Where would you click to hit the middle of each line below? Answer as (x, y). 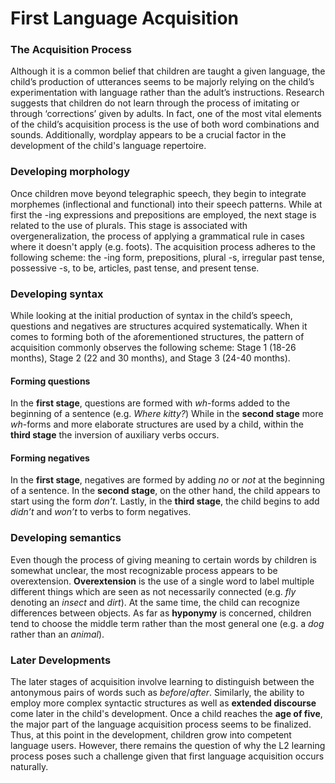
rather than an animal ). (57, 634)
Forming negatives (50, 458)
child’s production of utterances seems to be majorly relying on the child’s (162, 82)
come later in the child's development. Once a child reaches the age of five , (166, 714)
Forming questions (50, 381)
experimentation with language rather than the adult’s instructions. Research (167, 93)
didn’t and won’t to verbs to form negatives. (101, 512)
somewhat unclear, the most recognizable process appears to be (144, 570)
